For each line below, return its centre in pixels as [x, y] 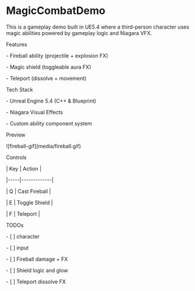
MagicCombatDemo [56, 11]
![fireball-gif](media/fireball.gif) [43, 146]
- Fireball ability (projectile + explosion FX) [57, 55]
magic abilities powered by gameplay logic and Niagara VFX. [79, 33]
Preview [16, 135]
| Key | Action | [24, 169]
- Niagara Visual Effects [34, 112]
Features [17, 44]
